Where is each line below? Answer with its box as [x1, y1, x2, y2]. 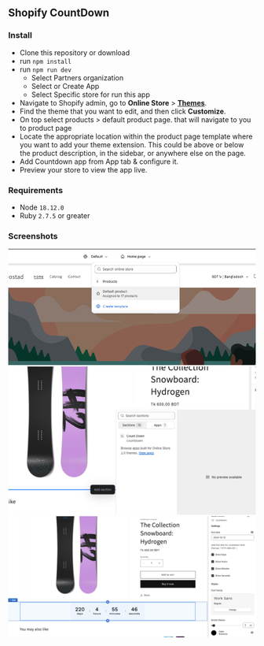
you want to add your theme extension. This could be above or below [19, 139, 244, 149]
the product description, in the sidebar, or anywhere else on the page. [19, 148, 246, 158]
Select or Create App [31, 81, 100, 91]
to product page [19, 123, 72, 132]
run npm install [19, 56, 72, 65]
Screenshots [8, 230, 58, 241]
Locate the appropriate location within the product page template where [19, 132, 253, 141]
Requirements [8, 184, 64, 195]
